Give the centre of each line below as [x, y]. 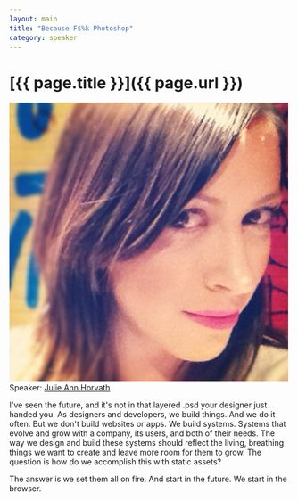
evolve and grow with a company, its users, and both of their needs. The [142, 433]
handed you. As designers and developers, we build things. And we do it [142, 415]
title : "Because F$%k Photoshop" [71, 28]
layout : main [33, 19]
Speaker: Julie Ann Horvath [60, 388]
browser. [25, 489]
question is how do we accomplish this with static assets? [116, 462]
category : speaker [43, 37]
